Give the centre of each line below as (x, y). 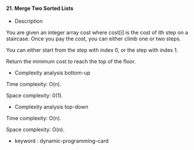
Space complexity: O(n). (35, 129)
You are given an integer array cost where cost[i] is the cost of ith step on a (97, 33)
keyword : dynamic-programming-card (62, 141)
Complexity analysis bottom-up (52, 73)
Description (28, 21)
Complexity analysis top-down (51, 107)
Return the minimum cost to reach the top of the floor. (71, 62)
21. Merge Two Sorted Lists (40, 8)
